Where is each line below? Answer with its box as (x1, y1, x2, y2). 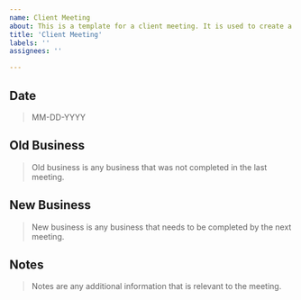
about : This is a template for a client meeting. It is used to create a (9, 22, 293, 31)
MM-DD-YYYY (31, 112, 87, 123)
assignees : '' (9, 47, 63, 56)
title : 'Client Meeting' (9, 30, 103, 39)
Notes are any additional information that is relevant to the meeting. (31, 281, 282, 292)
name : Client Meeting (9, 13, 91, 23)
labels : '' (9, 38, 50, 48)
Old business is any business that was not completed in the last (31, 161, 268, 172)
